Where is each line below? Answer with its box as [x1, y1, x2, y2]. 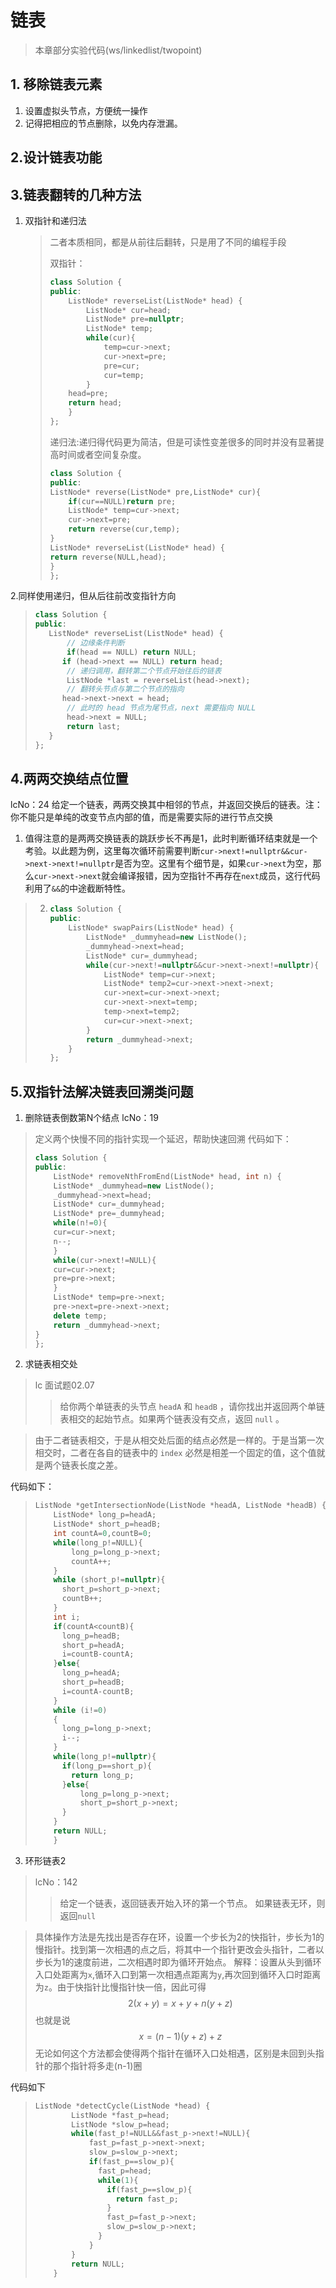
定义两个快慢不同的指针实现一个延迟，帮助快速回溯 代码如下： [34, 1133, 292, 1145]
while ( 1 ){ [98, 2175, 139, 2185]
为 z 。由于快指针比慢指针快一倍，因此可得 [34, 1981, 207, 1993]
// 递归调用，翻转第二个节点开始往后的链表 [66, 666, 222, 676]
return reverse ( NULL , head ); [49, 552, 167, 562]
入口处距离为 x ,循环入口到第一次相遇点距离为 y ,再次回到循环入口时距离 [34, 1968, 322, 1980]
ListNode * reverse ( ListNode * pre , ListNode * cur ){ [49, 487, 262, 497]
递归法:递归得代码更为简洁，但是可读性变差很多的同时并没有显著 [49, 436, 316, 448]
